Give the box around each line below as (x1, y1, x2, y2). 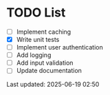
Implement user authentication (16, 43, 104, 52)
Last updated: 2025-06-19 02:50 (6, 81, 100, 89)
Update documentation (16, 67, 82, 75)
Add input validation (16, 59, 74, 67)
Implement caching (16, 28, 71, 36)
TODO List (6, 5, 66, 21)
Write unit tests (16, 36, 60, 43)
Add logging (16, 51, 52, 59)
